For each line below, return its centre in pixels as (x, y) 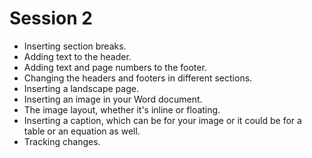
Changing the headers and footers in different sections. (138, 78)
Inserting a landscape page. (81, 88)
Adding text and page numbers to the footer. (115, 67)
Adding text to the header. (77, 56)
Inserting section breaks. (75, 46)
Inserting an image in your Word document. (113, 99)
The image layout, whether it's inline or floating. (122, 109)
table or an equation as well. (82, 131)
